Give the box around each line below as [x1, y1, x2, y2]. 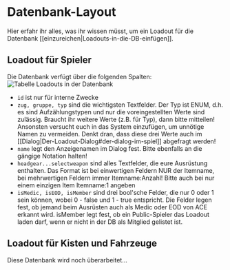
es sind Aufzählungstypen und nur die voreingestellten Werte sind [17, 107, 205, 116]
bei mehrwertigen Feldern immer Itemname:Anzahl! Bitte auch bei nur [17, 174, 215, 182]
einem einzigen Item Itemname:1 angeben [17, 180, 136, 189]
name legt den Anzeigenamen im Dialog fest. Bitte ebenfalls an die [17, 144, 202, 152]
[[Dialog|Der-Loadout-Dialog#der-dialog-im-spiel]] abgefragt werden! [17, 137, 216, 145]
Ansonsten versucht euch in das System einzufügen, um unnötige [17, 122, 205, 131]
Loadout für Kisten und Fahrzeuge [7, 238, 157, 249]
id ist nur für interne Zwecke [17, 93, 98, 101]
